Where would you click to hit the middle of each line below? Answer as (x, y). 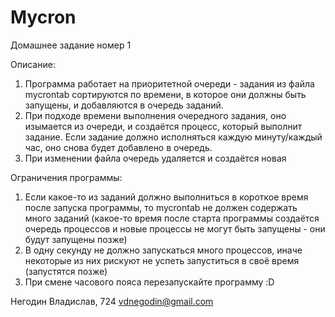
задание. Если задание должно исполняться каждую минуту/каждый (173, 137)
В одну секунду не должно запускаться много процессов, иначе (163, 250)
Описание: (33, 64)
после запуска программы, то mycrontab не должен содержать (161, 207)
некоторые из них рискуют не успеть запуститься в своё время (162, 260)
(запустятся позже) (66, 271)
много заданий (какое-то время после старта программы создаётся (172, 218)
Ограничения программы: (66, 177)
